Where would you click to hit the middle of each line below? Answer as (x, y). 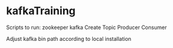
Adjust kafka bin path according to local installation (69, 39)
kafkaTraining (41, 11)
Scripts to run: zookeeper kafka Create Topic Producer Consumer (86, 27)
